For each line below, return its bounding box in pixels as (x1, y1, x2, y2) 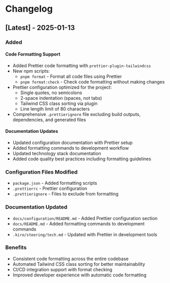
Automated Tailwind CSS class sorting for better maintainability (12, 261, 146, 267)
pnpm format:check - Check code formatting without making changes (20, 78, 165, 84)
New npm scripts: (12, 68, 50, 74)
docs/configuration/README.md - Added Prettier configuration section (12, 215, 158, 221)
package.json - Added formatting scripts (12, 180, 98, 186)
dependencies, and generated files (12, 117, 87, 123)
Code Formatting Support (5, 51, 61, 58)
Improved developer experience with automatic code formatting (12, 272, 147, 278)
